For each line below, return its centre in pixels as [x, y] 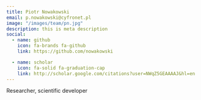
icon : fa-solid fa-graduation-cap [61, 68]
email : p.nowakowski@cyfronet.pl [49, 18]
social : [16, 35]
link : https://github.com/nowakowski [65, 52]
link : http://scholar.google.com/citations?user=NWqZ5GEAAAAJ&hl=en [106, 73]
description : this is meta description [57, 29]
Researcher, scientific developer [47, 91]
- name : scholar [32, 62]
